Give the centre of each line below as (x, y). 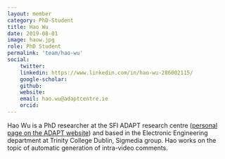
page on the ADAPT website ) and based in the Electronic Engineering (108, 133)
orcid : (30, 106)
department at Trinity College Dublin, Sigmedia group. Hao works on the (112, 140)
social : (19, 60)
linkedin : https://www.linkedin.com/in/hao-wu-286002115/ (107, 72)
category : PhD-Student (40, 20)
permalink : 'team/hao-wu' (45, 53)
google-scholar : (44, 79)
